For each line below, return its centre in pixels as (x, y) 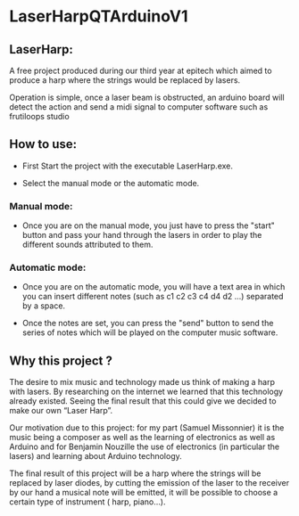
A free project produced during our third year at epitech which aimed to (141, 70)
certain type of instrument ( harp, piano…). (88, 502)
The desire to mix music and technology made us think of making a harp (142, 382)
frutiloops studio (39, 116)
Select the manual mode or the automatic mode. (111, 183)
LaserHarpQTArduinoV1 (99, 16)
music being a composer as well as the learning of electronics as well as (142, 438)
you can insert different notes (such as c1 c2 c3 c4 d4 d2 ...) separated (153, 297)
